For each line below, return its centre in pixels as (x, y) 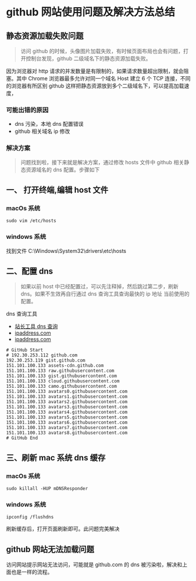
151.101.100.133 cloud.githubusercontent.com (63, 381)
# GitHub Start (25, 350)
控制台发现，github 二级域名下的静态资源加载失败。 (88, 59)
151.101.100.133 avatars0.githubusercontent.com (67, 392)
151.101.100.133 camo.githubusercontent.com (62, 387)
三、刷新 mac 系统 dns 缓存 (56, 458)
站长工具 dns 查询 (36, 326)
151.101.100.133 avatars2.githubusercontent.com (67, 402)
